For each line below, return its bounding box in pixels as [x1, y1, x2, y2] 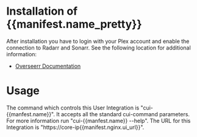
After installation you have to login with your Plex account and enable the [6, 37, 190, 45]
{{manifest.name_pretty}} [6, 17, 142, 31]
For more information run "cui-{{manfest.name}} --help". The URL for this [6, 117, 191, 124]
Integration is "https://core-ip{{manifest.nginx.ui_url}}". [6, 124, 145, 131]
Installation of [6, 4, 78, 18]
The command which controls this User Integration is [6, 104, 140, 111]
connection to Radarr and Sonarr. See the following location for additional [6, 44, 191, 51]
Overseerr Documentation [15, 62, 81, 70]
